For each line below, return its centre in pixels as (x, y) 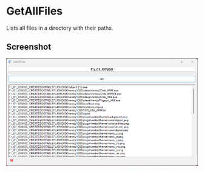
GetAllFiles (34, 11)
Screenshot (29, 47)
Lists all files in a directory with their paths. (60, 28)
